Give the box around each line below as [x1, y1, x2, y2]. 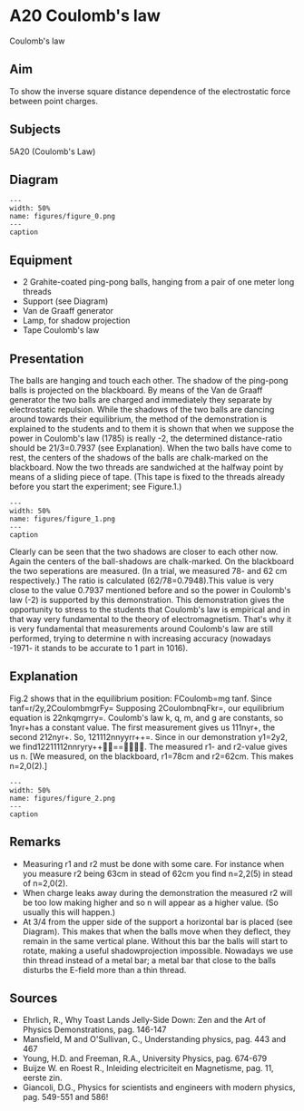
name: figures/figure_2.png [9, 794, 116, 803]
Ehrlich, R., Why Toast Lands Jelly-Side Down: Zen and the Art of [22, 1015, 266, 1026]
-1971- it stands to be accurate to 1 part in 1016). [9, 643, 189, 653]
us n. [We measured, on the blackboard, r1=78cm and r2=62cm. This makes [9, 750, 294, 762]
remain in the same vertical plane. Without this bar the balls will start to [22, 935, 289, 946]
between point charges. [9, 95, 98, 106]
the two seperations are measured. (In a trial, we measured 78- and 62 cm [9, 566, 288, 576]
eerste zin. [22, 1072, 63, 1084]
